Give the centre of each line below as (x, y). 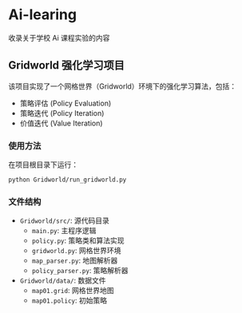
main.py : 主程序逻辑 (64, 231)
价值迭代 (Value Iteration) (61, 123)
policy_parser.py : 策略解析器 (80, 271)
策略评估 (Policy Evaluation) (65, 103)
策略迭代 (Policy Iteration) (62, 113)
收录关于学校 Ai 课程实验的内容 (59, 38)
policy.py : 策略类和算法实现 (78, 240)
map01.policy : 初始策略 (69, 300)
